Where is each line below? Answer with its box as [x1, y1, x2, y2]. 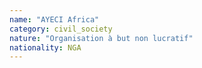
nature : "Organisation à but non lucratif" [9, 33, 194, 43]
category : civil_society [9, 24, 113, 34]
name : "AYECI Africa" [9, 14, 100, 25]
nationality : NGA [9, 42, 82, 53]
